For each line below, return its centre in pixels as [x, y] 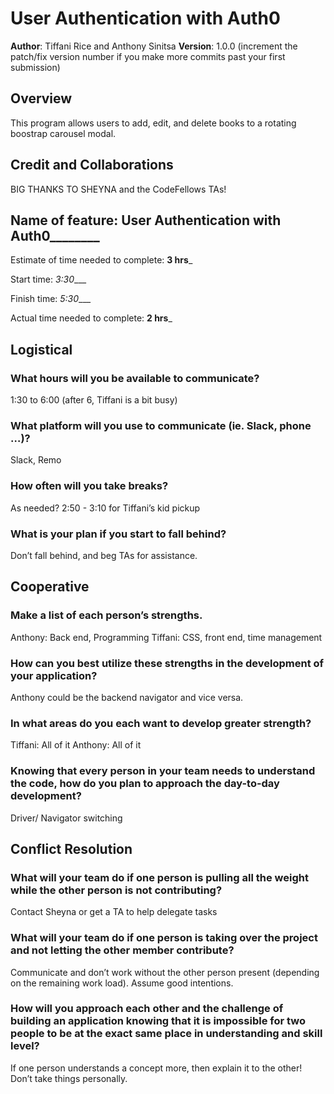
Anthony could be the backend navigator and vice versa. [127, 697]
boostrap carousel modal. [63, 133]
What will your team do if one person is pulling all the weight [159, 877]
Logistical [41, 349]
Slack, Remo [36, 460]
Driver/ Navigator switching [66, 818]
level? [25, 1046]
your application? [54, 675]
